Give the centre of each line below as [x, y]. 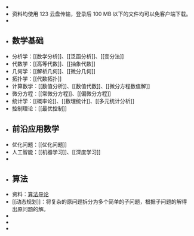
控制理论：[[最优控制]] [39, 108]
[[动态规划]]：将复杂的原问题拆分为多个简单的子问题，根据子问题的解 [97, 202]
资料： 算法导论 [30, 194]
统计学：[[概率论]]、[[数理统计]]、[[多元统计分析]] [73, 101]
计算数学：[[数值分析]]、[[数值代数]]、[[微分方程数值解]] [81, 86]
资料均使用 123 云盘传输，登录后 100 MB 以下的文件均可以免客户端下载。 [101, 14]
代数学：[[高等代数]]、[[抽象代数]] [53, 64]
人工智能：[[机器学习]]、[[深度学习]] [56, 152]
